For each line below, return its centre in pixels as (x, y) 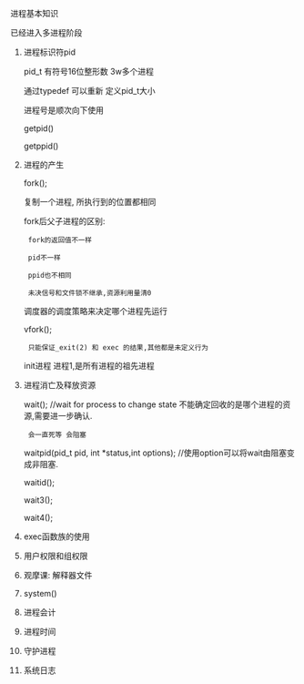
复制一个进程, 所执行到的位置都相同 (90, 202)
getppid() (41, 146)
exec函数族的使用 (56, 536)
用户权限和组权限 (56, 556)
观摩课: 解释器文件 (58, 575)
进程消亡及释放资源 (60, 385)
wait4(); (38, 518)
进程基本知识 (34, 13)
